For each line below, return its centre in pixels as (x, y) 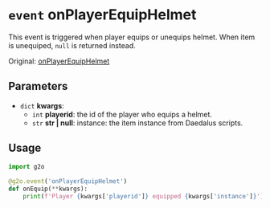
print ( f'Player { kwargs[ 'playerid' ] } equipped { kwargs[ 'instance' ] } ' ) (143, 197)
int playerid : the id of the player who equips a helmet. (122, 114)
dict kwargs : (42, 105)
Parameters (38, 86)
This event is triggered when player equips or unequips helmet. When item (132, 37)
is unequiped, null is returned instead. (72, 45)
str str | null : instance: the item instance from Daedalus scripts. (137, 123)
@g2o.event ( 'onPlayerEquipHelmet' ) (68, 181)
